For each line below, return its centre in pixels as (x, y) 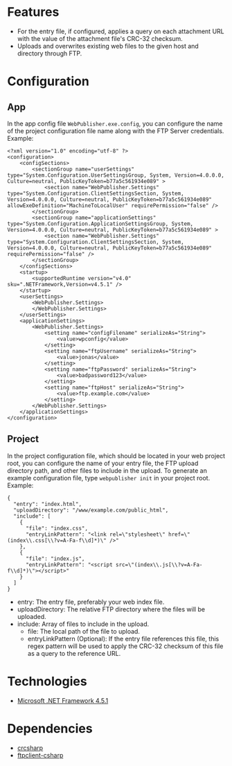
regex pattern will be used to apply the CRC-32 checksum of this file (125, 646)
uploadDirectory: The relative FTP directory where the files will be (111, 609)
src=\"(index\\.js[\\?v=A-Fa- (159, 565)
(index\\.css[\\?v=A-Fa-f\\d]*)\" (57, 540)
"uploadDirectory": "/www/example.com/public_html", (91, 510)
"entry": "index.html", (47, 504)
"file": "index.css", (57, 528)
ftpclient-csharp (40, 755)
